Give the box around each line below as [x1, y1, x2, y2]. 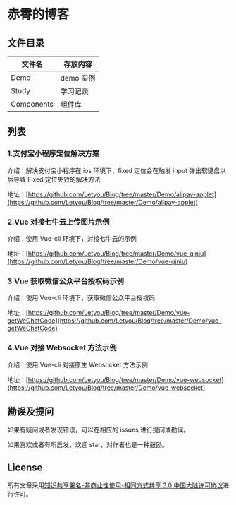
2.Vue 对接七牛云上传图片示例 [7, 217, 110, 227]
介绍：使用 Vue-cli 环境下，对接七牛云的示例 [7, 234, 137, 242]
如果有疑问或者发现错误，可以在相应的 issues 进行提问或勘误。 [7, 425, 190, 434]
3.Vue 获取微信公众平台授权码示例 [7, 276, 125, 286]
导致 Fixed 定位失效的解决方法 [13, 174, 101, 184]
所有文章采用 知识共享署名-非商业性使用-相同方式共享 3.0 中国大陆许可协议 [7, 481, 223, 489]
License [7, 461, 43, 473]
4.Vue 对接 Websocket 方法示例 [7, 343, 117, 353]
